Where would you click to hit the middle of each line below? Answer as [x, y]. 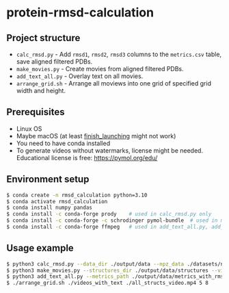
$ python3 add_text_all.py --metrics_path [68, 277]
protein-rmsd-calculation [80, 13]
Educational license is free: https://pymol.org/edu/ [87, 157]
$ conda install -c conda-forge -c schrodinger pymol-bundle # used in [112, 220]
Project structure [43, 38]
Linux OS [29, 129]
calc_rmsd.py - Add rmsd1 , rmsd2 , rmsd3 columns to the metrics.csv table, [119, 54]
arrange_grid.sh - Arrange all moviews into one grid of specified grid [113, 83]
